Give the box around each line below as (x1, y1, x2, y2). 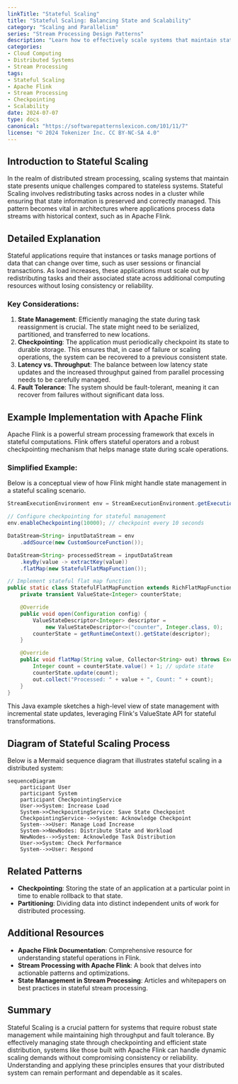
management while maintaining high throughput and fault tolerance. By (7, 1030, 215, 1039)
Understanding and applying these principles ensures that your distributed (7, 1061, 225, 1069)
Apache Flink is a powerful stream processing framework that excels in (7, 430, 215, 438)
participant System (20, 790, 78, 797)
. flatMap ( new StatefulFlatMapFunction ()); (20, 565, 147, 572)
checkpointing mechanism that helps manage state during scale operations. (7, 445, 229, 454)
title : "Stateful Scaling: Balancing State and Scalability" (7, 17, 192, 24)
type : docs (7, 116, 40, 123)
